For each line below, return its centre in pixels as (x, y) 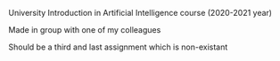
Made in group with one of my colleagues (85, 30)
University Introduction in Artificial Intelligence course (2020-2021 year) (140, 13)
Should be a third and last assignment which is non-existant (118, 47)
